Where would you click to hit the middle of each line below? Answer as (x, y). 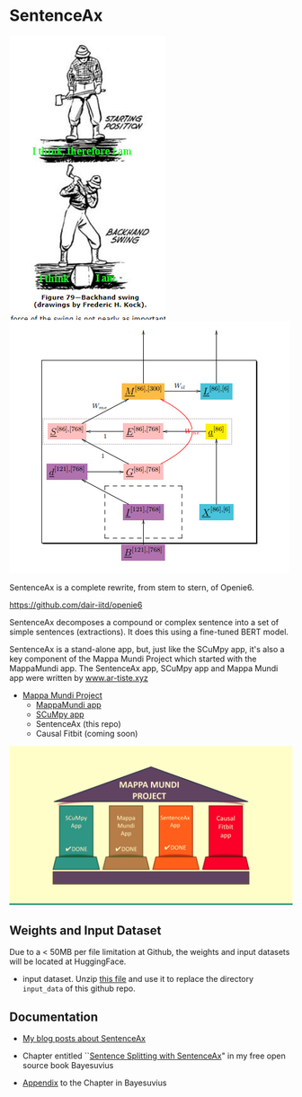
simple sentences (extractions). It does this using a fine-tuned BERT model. (149, 632)
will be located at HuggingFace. (68, 961)
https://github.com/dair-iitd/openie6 (76, 605)
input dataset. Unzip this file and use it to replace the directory (138, 979)
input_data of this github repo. (79, 988)
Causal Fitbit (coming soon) (87, 733)
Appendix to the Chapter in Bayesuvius (94, 1083)
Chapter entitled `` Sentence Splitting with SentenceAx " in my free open (154, 1056)
